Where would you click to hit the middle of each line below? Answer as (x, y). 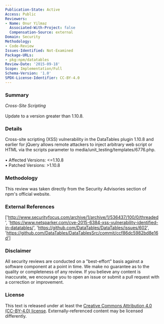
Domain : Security (23, 37)
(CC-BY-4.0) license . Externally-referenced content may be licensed (74, 311)
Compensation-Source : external (41, 32)
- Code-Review (20, 46)
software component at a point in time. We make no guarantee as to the (77, 267)
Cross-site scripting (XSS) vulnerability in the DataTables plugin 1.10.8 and (80, 139)
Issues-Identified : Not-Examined (39, 50)
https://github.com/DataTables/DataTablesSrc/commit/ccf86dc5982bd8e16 (82, 232)
